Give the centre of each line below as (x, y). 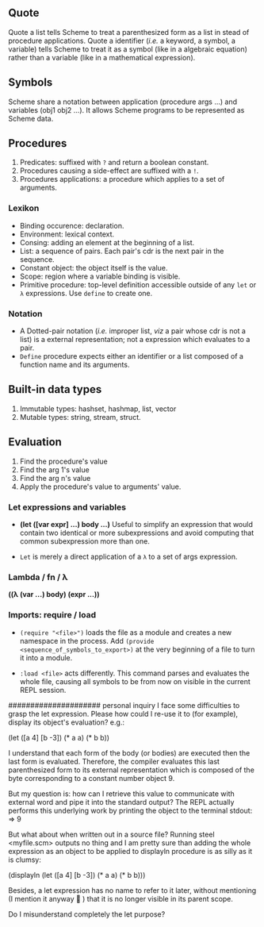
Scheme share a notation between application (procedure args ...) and (123, 102)
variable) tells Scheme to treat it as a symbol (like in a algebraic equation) (128, 49)
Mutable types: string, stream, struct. (80, 417)
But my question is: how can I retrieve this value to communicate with (122, 794)
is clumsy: (25, 860)
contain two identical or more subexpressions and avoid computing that (137, 533)
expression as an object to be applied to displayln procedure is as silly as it (130, 851)
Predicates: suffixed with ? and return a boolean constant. (114, 163)
